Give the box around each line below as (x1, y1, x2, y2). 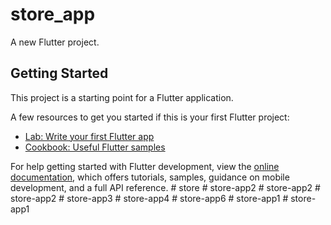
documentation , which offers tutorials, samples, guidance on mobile (10, 171, 290, 183)
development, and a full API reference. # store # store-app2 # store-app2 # (10, 181, 321, 193)
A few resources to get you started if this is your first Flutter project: (10, 111, 290, 123)
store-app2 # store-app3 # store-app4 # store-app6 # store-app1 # (10, 192, 289, 204)
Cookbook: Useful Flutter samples (24, 141, 166, 153)
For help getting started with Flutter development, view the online (10, 160, 280, 172)
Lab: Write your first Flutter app (24, 130, 155, 142)
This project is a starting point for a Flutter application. (10, 91, 234, 103)
